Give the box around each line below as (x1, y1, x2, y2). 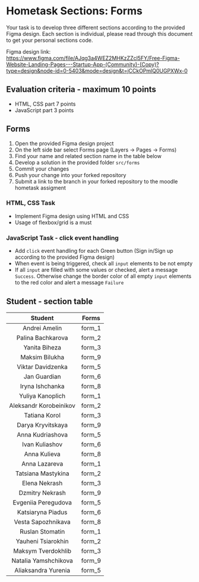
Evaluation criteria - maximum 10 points (6, 85, 156, 95)
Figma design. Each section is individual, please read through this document (6, 30, 193, 37)
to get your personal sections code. (6, 36, 93, 44)
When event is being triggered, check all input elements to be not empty (14, 260, 193, 267)
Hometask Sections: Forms (6, 4, 143, 18)
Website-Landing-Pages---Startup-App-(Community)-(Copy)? (6, 61, 159, 68)
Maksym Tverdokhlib (12, 547, 72, 555)
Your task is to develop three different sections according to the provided (6, 24, 185, 31)
